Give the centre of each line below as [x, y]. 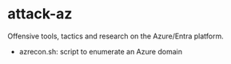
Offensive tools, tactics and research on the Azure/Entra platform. [116, 36]
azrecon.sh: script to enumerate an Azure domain [101, 51]
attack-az [40, 14]
